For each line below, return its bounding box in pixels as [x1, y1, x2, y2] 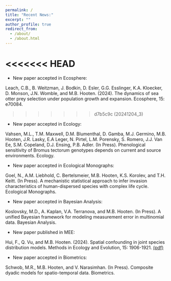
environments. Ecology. [5, 152, 55, 158]
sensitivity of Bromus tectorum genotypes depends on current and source [5, 147, 161, 153]
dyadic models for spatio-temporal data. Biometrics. [5, 269, 115, 276]
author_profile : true [5, 21, 52, 27]
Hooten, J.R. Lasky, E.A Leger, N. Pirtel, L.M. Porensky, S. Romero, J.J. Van [5, 136, 162, 142]
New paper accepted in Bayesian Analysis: [12, 198, 103, 204]
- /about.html [10, 36, 40, 41]
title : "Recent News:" [5, 12, 54, 17]
